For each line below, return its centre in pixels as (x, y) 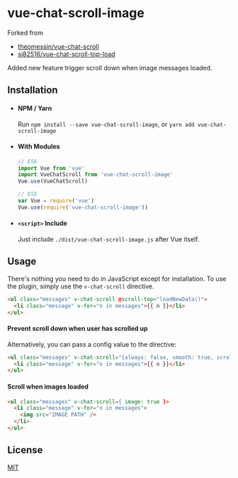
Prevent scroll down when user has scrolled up (78, 329)
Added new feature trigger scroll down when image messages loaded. (110, 67)
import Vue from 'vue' (51, 168)
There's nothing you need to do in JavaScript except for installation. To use (117, 278)
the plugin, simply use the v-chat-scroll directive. (81, 286)
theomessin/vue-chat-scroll (58, 46)
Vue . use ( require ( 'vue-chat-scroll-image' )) (83, 207)
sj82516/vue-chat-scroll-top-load (66, 54)
